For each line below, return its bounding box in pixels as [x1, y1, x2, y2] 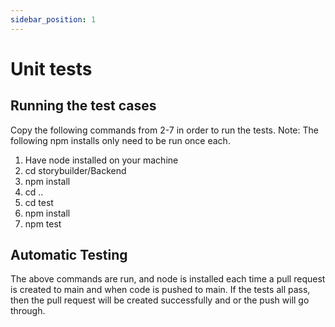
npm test [24, 217, 62, 230]
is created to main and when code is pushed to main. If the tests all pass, [10, 284, 311, 296]
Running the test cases [10, 97, 157, 115]
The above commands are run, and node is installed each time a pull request [10, 273, 326, 285]
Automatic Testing [10, 247, 128, 264]
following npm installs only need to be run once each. [10, 134, 231, 146]
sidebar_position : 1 [10, 14, 97, 25]
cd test [24, 196, 54, 208]
